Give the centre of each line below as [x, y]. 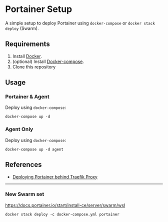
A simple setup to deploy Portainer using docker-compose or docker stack [80, 23]
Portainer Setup [39, 9]
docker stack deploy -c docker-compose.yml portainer [62, 214]
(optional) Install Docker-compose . [48, 61]
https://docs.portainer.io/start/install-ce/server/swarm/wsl [65, 205]
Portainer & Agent [27, 97]
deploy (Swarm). [22, 28]
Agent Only [19, 129]
